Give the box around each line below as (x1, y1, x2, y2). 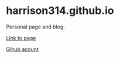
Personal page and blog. (6, 23, 66, 30)
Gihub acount (6, 45, 39, 53)
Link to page (6, 34, 36, 41)
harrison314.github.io (6, 4, 114, 17)
